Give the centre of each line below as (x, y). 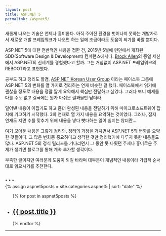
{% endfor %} (26, 224)
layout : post (19, 10)
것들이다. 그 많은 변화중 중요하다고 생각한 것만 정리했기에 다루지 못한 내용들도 (85, 137)
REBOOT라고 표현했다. (27, 69)
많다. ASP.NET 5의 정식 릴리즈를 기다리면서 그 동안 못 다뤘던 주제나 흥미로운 (79, 143)
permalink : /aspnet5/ (27, 19)
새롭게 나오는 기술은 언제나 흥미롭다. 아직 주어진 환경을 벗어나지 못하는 (73, 34)
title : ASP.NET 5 (23, 14)
